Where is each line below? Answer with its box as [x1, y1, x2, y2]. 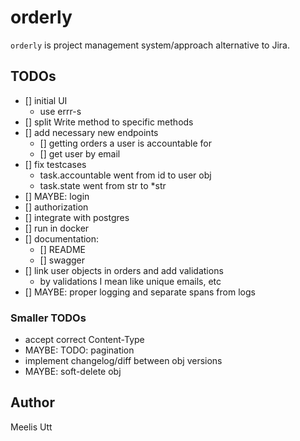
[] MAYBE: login [24, 190, 90, 202]
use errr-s [39, 105, 82, 117]
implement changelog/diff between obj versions [24, 355, 223, 367]
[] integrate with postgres [24, 211, 130, 223]
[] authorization [24, 201, 89, 213]
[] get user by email [39, 147, 121, 160]
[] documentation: [24, 232, 100, 245]
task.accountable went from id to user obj [39, 169, 212, 181]
